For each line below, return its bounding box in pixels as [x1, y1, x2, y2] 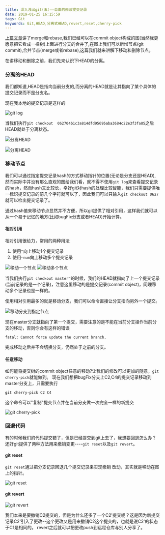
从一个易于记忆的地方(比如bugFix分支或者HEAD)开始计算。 [5, 213, 124, 219]
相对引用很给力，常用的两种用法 [5, 238, 70, 244]
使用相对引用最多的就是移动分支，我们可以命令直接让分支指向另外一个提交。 [5, 298, 160, 304]
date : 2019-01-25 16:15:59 [5, 12, 60, 17]
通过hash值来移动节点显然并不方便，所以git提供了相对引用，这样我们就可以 [5, 208, 158, 213]
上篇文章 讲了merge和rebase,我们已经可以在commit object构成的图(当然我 [5, 35, 154, 41]
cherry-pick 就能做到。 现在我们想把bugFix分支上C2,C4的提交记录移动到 [5, 374, 152, 380]
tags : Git [5, 16, 26, 21]
